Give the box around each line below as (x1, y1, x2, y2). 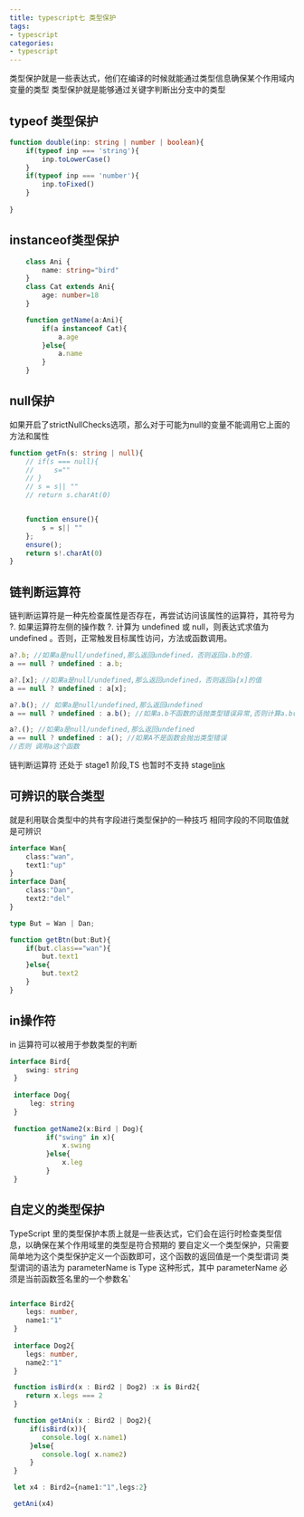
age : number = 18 (42, 291, 100, 300)
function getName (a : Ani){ (25, 315, 124, 324)
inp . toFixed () (42, 180, 95, 189)
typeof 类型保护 (9, 113, 99, 129)
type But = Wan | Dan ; (9, 918, 95, 928)
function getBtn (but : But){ (9, 935, 111, 945)
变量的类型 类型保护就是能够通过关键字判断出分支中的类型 (9, 84, 226, 95)
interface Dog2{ (13, 1341, 75, 1350)
